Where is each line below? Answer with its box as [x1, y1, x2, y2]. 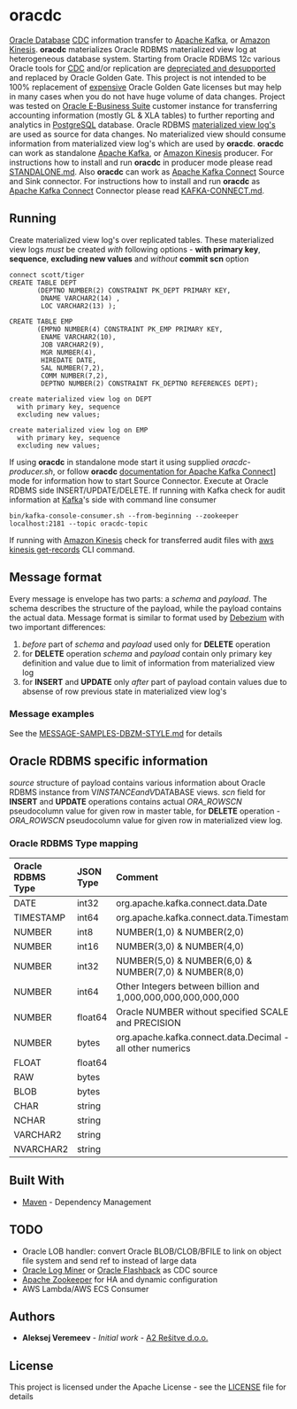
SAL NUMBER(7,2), [41, 363, 104, 372]
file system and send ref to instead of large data [21, 1255, 197, 1265]
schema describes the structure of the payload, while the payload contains [9, 603, 282, 613]
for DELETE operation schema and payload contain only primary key [21, 648, 272, 658]
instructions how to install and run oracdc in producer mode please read [9, 157, 273, 167]
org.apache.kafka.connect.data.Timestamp [116, 911, 294, 923]
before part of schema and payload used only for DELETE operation [21, 639, 271, 650]
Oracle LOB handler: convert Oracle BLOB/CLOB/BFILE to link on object [21, 1246, 282, 1257]
